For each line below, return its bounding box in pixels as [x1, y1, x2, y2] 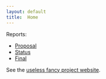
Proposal [14, 42, 37, 49]
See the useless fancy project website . [6, 66, 101, 73]
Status [14, 48, 31, 55]
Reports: [6, 30, 27, 37]
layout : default [6, 8, 46, 15]
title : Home [6, 14, 38, 20]
